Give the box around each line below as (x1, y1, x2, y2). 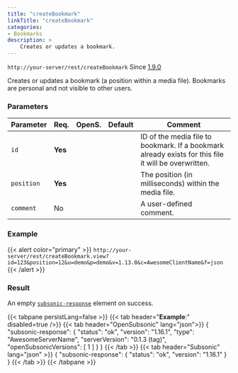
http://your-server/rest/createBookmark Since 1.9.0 (7, 63, 161, 71)
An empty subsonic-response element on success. (7, 299, 154, 307)
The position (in (140, 170, 193, 180)
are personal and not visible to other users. (7, 84, 133, 92)
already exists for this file (140, 149, 225, 159)
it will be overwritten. (140, 159, 210, 168)
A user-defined (140, 199, 193, 209)
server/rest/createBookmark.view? (7, 253, 110, 260)
